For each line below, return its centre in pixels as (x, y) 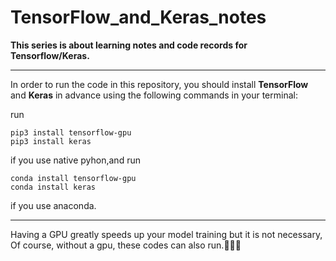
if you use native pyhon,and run (75, 160)
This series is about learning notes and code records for (129, 45)
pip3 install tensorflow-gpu (71, 132)
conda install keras (53, 187)
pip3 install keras (51, 141)
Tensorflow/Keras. (50, 55)
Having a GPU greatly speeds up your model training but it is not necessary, (166, 234)
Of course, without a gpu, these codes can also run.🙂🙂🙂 (126, 245)
